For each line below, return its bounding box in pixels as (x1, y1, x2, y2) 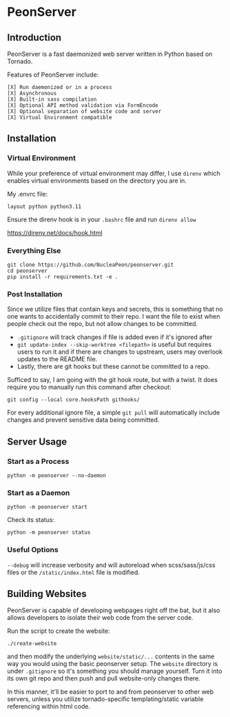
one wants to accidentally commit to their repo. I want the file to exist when (7, 312, 220, 321)
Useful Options (7, 545, 59, 555)
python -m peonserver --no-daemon (7, 472, 107, 479)
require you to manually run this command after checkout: (7, 383, 172, 392)
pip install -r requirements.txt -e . (7, 273, 118, 280)
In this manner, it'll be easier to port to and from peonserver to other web (7, 687, 214, 696)
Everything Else (7, 245, 61, 255)
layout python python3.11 (7, 203, 81, 210)
